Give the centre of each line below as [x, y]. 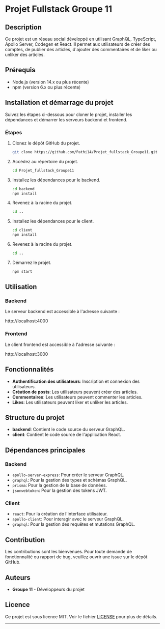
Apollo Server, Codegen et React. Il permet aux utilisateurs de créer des [78, 44]
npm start [22, 271]
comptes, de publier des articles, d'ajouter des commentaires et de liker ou [81, 49]
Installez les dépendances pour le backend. [56, 180]
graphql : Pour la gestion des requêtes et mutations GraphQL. [74, 524]
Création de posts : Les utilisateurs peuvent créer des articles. [75, 392]
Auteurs [18, 578]
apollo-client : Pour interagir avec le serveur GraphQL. [68, 519]
